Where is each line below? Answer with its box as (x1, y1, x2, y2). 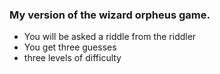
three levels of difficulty (23, 52, 122, 64)
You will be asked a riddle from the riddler (23, 31, 197, 43)
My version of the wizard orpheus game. (9, 8, 211, 22)
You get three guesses (23, 41, 117, 53)
